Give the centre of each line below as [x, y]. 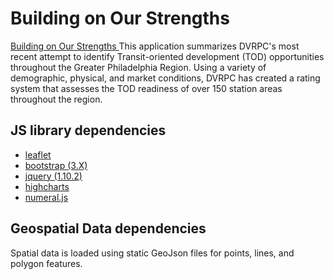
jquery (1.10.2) [53, 176]
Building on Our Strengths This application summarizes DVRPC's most [155, 46]
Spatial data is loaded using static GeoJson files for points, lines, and [152, 253]
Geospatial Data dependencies [108, 228]
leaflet [38, 154]
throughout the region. [56, 99]
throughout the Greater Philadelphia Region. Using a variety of [138, 67]
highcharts [47, 186]
